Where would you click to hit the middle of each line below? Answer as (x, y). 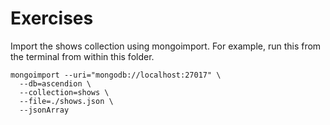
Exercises (52, 18)
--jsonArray (44, 110)
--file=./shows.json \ (66, 101)
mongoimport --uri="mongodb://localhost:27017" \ (116, 75)
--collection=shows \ (64, 92)
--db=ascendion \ (55, 83)
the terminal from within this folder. (82, 56)
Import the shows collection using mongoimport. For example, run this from (166, 46)
